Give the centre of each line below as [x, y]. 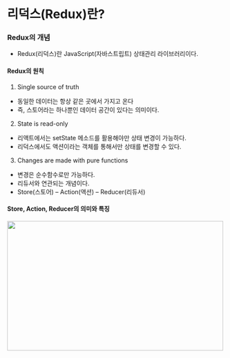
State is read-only [42, 123]
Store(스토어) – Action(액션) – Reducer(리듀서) [81, 191]
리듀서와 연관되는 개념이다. [53, 183]
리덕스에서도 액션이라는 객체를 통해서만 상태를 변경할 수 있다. [99, 147]
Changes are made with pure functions [73, 160]
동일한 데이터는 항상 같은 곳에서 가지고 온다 [75, 101]
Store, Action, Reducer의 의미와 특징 [59, 209]
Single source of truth [48, 86]
